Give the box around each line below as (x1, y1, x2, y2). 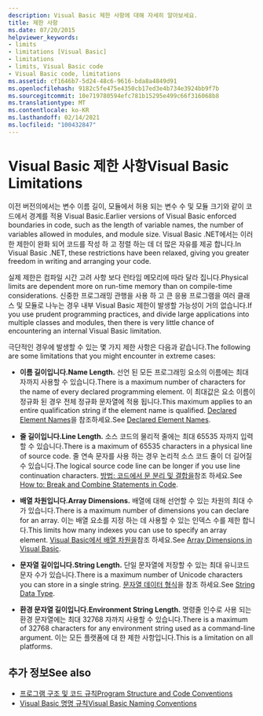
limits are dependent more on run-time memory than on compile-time (8, 281, 233, 290)
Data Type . (19, 588, 56, 597)
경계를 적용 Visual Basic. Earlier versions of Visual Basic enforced (28, 211, 237, 221)
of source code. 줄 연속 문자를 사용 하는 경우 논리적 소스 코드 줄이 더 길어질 (19, 451, 253, 460)
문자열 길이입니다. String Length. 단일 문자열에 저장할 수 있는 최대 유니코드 (19, 560, 250, 569)
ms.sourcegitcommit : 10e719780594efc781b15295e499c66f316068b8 (8, 92, 220, 100)
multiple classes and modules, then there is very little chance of (8, 317, 214, 327)
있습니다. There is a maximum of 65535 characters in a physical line (36, 441, 253, 451)
